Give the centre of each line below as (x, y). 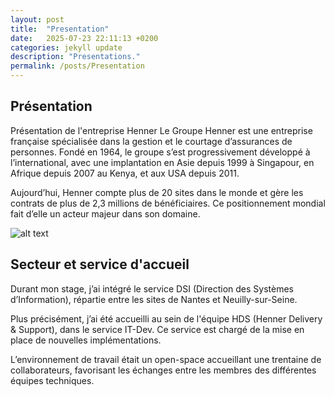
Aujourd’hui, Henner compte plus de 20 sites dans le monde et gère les (157, 192)
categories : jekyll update (66, 47)
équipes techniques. (52, 380)
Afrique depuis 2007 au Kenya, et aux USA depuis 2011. (125, 173)
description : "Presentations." (75, 57)
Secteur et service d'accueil (100, 264)
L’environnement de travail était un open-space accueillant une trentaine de (166, 359)
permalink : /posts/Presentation (77, 66)
